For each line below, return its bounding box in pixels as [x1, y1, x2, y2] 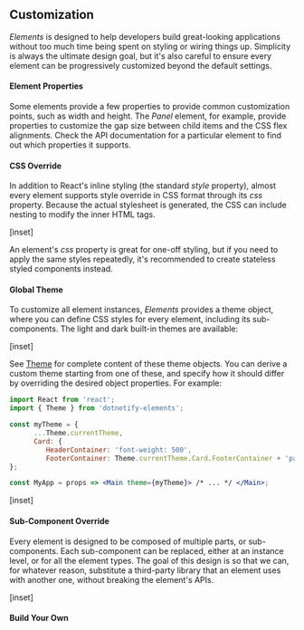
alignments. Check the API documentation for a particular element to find [9, 130, 282, 141]
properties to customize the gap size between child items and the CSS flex [9, 120, 288, 131]
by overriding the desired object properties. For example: [9, 377, 223, 388]
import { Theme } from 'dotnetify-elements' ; [9, 404, 184, 413]
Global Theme [9, 284, 63, 295]
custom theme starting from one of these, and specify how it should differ [9, 368, 285, 379]
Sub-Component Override [9, 515, 110, 526]
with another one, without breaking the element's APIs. [9, 574, 214, 585]
